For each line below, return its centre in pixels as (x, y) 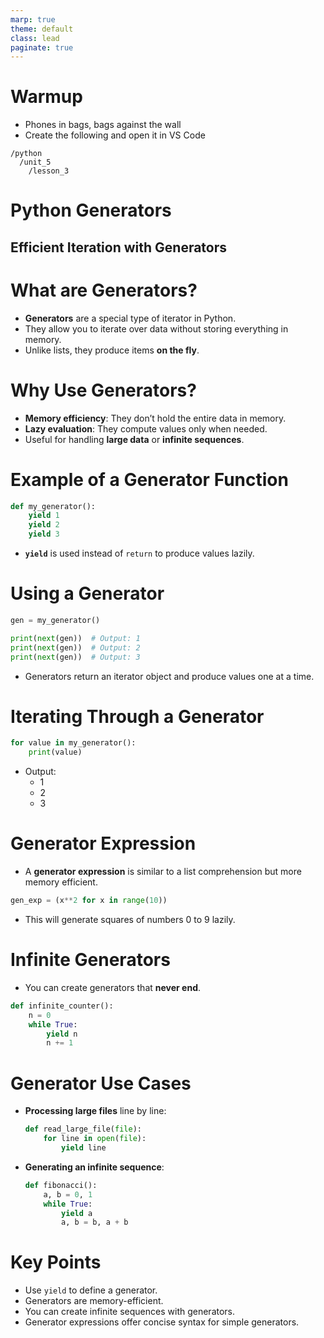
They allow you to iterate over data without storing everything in (156, 328)
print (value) (55, 752)
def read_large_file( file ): (83, 1129)
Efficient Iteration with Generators (119, 247)
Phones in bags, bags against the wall (103, 125)
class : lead (35, 38)
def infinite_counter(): (62, 1006)
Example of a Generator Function (149, 479)
